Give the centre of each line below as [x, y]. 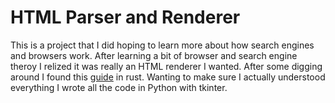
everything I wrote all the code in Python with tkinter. [119, 87]
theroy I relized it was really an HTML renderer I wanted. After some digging [166, 66]
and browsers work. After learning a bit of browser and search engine [154, 55]
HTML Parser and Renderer [125, 17]
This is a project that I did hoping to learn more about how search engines [162, 45]
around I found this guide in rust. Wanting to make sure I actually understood [168, 77]
